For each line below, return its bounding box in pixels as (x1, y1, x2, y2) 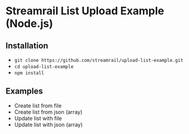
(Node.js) (5, 17, 53, 30)
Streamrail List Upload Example (5, 4, 164, 18)
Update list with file (14, 114, 62, 121)
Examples (5, 86, 43, 96)
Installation (5, 40, 48, 51)
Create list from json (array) (14, 108, 83, 116)
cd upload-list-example (14, 64, 74, 70)
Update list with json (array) (14, 121, 83, 128)
